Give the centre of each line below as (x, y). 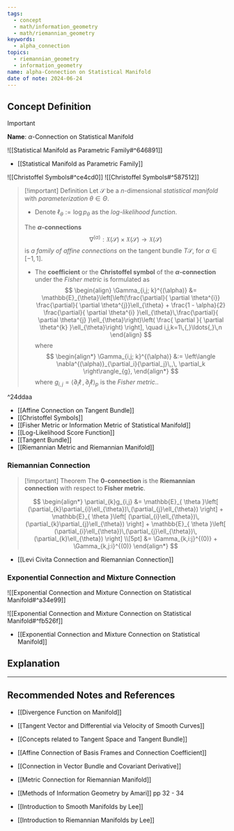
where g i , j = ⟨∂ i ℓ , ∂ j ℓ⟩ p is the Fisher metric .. (96, 382)
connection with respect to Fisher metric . (85, 488)
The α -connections (53, 227)
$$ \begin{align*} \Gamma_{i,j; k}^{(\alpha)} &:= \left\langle (131, 356)
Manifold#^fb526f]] (35, 621)
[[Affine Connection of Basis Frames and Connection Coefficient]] (112, 752)
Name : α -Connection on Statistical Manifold (70, 137)
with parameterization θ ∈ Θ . (67, 198)
